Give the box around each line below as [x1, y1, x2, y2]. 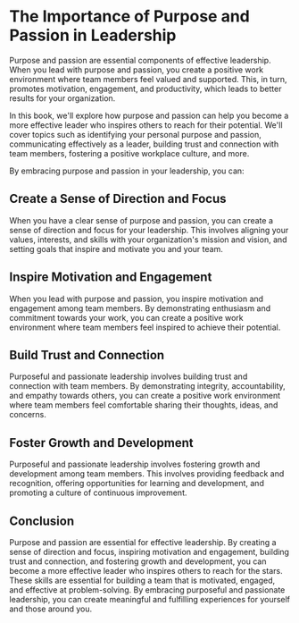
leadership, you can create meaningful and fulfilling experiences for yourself [9, 594, 291, 604]
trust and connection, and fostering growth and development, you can [9, 556, 267, 567]
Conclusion [9, 513, 75, 528]
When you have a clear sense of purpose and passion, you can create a [9, 215, 274, 225]
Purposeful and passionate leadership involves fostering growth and [9, 459, 261, 470]
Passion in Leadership [9, 25, 177, 46]
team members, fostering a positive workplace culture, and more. [9, 147, 250, 158]
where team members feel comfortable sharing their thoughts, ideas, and [9, 400, 278, 410]
